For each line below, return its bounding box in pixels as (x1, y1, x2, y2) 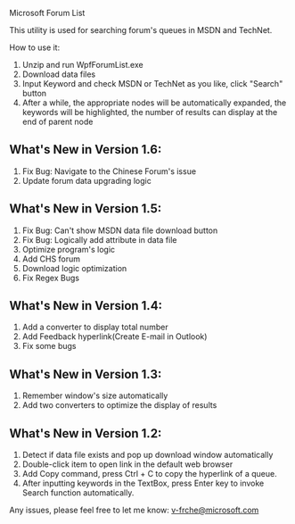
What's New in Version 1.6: (9, 142, 162, 157)
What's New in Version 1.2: (9, 426, 162, 441)
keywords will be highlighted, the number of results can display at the (21, 107, 278, 117)
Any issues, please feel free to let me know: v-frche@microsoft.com (9, 504, 259, 516)
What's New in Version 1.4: (9, 298, 163, 313)
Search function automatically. (21, 487, 135, 498)
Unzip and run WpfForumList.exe (21, 60, 144, 70)
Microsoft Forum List (9, 8, 86, 18)
